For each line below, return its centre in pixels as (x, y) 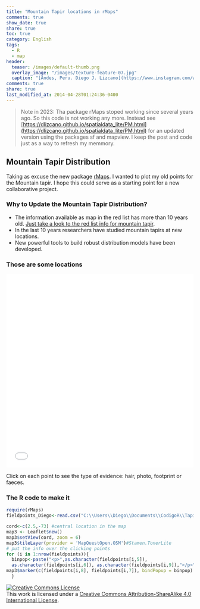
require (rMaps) (25, 510)
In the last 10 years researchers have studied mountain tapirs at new (99, 230)
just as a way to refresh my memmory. (68, 143)
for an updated (166, 130)
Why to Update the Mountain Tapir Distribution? (77, 204)
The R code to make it (38, 498)
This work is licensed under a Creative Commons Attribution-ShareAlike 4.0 (99, 594)
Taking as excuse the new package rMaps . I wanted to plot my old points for (100, 176)
